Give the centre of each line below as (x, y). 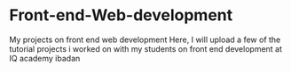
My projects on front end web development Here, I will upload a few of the (145, 40)
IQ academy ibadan (45, 58)
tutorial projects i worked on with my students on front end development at (145, 48)
